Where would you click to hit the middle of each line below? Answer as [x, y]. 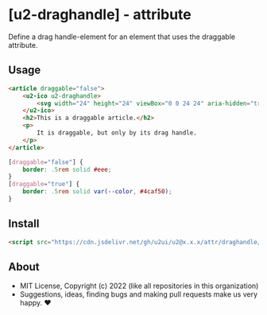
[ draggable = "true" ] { [44, 185]
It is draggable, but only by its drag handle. [117, 133]
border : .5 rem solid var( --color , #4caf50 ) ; [97, 192]
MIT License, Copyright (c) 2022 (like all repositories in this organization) [139, 286]
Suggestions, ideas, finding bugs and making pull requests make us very [139, 294]
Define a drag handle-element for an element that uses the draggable [122, 37]
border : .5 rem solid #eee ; [67, 169]
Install [24, 224]
